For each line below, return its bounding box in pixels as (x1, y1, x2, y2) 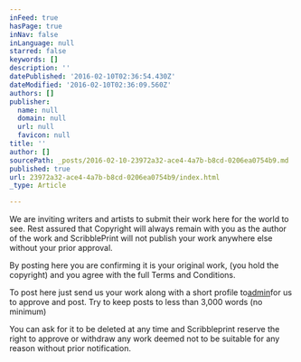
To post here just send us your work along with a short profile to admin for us (9, 287, 292, 298)
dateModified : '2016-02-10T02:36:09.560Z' (9, 80, 172, 89)
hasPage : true (9, 22, 63, 31)
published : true (9, 164, 71, 173)
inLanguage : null (9, 38, 75, 48)
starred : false (9, 47, 67, 56)
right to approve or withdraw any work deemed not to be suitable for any (9, 333, 280, 344)
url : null (17, 123, 54, 132)
